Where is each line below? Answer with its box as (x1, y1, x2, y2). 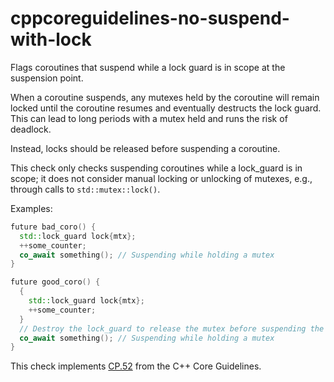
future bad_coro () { (10, 222, 97, 232)
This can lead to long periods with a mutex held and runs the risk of (10, 112, 288, 124)
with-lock (10, 28, 92, 51)
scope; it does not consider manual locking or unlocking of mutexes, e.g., (10, 172, 313, 184)
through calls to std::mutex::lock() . (10, 183, 161, 195)
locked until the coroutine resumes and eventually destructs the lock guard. (10, 102, 322, 114)
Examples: (10, 202, 53, 214)
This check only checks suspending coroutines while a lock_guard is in (10, 162, 303, 174)
